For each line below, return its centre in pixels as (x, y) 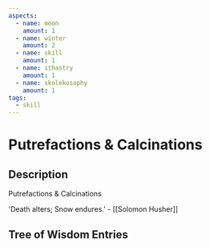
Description (38, 174)
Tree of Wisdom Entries (68, 235)
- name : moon (37, 23)
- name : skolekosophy (52, 83)
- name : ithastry (44, 68)
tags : (17, 98)
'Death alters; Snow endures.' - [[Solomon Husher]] (93, 209)
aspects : (23, 16)
